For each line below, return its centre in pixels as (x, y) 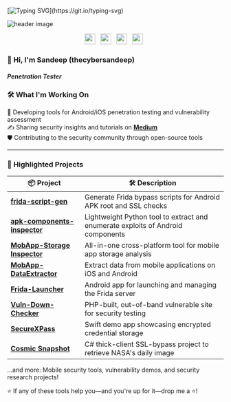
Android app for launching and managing (151, 284)
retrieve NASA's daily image (130, 352)
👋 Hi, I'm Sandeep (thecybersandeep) (71, 60)
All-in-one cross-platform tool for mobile (152, 245)
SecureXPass (33, 328)
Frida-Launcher (37, 289)
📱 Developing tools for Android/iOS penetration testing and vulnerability (109, 112)
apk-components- (42, 221)
